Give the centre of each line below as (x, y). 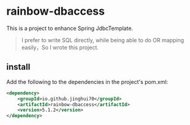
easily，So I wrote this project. (60, 47)
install (18, 67)
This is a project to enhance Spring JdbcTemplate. (70, 28)
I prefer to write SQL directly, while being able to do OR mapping (103, 40)
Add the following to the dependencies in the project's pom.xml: (87, 81)
